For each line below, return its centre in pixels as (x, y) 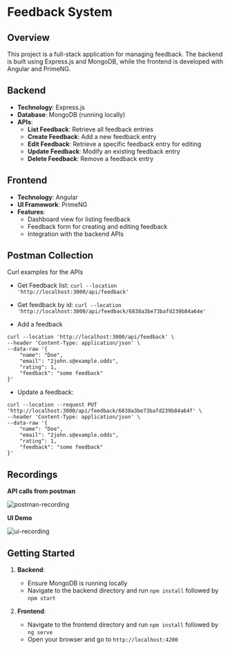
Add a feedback (40, 324)
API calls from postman (41, 491)
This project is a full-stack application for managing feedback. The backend (115, 54)
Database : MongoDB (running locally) (71, 114)
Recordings (32, 474)
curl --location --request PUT (52, 405)
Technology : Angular (47, 197)
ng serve (40, 633)
